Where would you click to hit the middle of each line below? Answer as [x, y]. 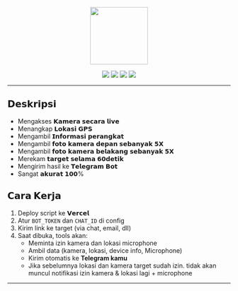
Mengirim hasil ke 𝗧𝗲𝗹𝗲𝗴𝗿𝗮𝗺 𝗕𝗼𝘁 [68, 166]
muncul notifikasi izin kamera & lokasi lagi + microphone [110, 273]
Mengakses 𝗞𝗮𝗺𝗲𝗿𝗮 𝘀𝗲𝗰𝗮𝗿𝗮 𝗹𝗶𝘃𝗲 [68, 121]
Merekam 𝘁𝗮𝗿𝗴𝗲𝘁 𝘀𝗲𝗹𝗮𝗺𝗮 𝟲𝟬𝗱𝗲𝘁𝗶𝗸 [70, 158]
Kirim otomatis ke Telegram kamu [78, 258]
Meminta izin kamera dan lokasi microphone [92, 243]
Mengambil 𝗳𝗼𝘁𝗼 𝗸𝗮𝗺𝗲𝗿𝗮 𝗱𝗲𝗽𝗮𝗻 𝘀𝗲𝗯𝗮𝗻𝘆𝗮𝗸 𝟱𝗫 [91, 143]
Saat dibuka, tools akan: [53, 235]
